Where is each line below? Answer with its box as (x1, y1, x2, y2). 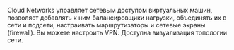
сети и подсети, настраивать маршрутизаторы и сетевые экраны (7, 21, 206, 29)
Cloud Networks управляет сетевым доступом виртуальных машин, (7, 6, 213, 14)
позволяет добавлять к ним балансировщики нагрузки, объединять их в (7, 13, 227, 22)
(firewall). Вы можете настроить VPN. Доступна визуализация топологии (7, 28, 228, 37)
